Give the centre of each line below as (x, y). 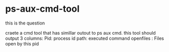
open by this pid (22, 43)
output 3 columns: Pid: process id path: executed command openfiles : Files (84, 38)
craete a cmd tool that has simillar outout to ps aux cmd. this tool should (80, 33)
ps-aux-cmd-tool (42, 9)
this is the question (25, 23)
